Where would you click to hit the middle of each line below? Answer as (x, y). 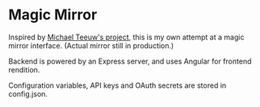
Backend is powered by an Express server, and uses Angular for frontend (130, 61)
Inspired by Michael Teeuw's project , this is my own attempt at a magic (126, 37)
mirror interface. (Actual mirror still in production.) (91, 45)
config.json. (28, 93)
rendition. (24, 69)
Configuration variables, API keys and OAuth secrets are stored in (117, 85)
